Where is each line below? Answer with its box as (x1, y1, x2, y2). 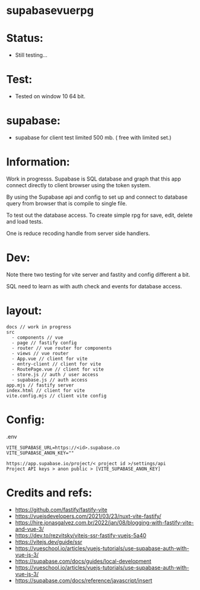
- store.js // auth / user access (11, 371, 98, 377)
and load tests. (6, 217, 44, 225)
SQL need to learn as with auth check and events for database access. (6, 282, 182, 290)
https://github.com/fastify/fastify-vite (15, 506, 108, 513)
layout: (6, 304, 42, 318)
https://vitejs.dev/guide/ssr (15, 538, 83, 545)
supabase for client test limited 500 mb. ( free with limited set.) (15, 134, 172, 141)
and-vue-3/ (15, 525, 44, 532)
